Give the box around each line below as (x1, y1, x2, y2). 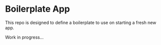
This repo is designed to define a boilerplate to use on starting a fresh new (5, 20, 157, 25)
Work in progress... (5, 34, 44, 40)
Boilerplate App (5, 3, 70, 15)
